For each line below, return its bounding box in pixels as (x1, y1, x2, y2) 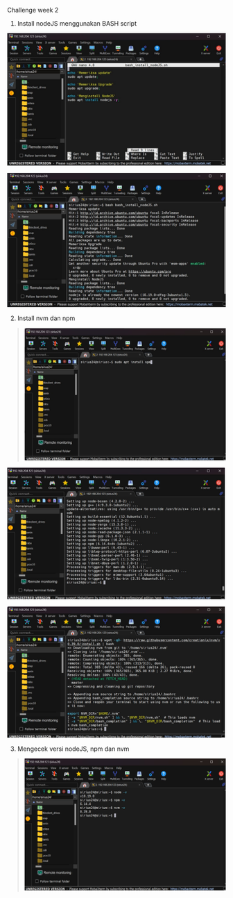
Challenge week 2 (7, 6, 59, 14)
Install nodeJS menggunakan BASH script (17, 19, 137, 27)
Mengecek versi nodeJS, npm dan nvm (17, 745, 130, 753)
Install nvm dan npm (17, 314, 76, 322)
